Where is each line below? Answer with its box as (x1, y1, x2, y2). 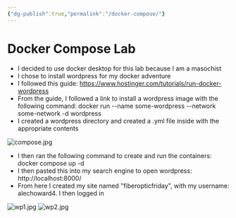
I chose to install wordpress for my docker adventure (17, 71, 171, 80)
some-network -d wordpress (17, 109, 102, 117)
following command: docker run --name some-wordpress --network (17, 102, 216, 110)
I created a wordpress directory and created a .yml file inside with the (17, 116, 220, 125)
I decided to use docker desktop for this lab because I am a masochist (17, 64, 222, 73)
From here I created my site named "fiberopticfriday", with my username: (17, 181, 230, 190)
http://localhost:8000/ (17, 174, 82, 182)
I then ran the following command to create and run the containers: (17, 151, 212, 159)
